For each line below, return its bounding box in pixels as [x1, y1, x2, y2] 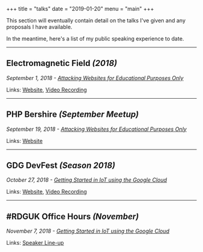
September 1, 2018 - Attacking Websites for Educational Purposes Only [6, 74, 184, 81]
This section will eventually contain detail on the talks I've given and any [6, 17, 186, 24]
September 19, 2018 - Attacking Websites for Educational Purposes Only [6, 125, 187, 133]
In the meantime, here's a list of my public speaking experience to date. [6, 35, 184, 42]
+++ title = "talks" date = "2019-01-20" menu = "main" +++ [6, 5, 154, 12]
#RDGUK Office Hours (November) [6, 211, 139, 222]
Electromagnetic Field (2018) [6, 58, 118, 68]
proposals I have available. [6, 24, 72, 30]
